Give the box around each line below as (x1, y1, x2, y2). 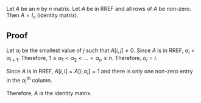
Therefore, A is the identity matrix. (6, 90, 93, 97)
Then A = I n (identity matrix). (6, 12, 79, 20)
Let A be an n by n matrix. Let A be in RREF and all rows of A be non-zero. (6, 5, 192, 12)
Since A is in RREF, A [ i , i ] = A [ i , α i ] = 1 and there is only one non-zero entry (6, 68, 193, 76)
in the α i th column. (6, 76, 52, 85)
